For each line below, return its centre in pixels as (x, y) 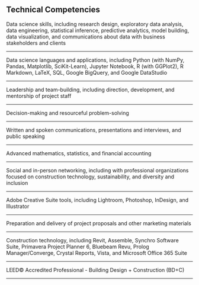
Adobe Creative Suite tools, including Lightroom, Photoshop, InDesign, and (97, 200)
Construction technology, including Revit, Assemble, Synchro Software (92, 240)
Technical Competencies (53, 10)
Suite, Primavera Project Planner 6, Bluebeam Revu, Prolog (78, 246)
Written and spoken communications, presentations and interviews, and (94, 130)
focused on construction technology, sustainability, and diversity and (90, 177)
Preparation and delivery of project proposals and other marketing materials (99, 223)
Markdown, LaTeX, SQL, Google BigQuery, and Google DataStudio (87, 72)
